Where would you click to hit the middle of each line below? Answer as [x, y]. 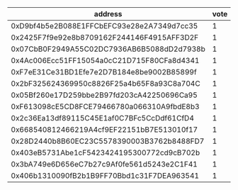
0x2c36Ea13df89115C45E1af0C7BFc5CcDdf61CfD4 [103, 118]
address [108, 14]
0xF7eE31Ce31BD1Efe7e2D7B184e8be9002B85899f [104, 72]
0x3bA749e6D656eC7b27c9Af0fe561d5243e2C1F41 [104, 164]
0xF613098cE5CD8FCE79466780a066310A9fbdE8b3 [105, 107]
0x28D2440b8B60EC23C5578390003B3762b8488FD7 [108, 141]
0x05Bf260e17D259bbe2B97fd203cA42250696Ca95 [104, 95]
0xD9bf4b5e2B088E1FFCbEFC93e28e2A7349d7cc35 [104, 26]
